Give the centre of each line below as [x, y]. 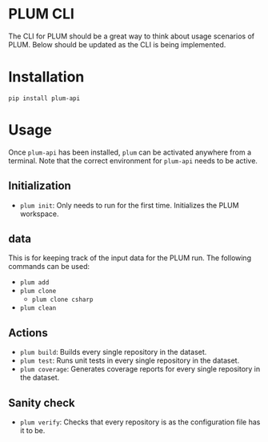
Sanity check [42, 402]
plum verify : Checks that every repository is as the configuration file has [140, 422]
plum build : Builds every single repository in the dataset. [113, 352]
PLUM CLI [41, 14]
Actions [28, 333]
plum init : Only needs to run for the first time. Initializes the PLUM [129, 205]
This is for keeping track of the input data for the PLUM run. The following [130, 258]
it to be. [32, 431]
